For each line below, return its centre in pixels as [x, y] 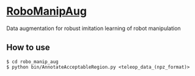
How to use [28, 47]
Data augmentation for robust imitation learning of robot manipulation [94, 28]
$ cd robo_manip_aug [33, 62]
